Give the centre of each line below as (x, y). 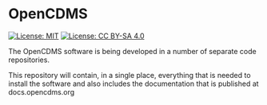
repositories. (29, 60)
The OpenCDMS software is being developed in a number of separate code (133, 51)
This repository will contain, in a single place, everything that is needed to (130, 75)
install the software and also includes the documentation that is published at (133, 84)
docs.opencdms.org (42, 91)
